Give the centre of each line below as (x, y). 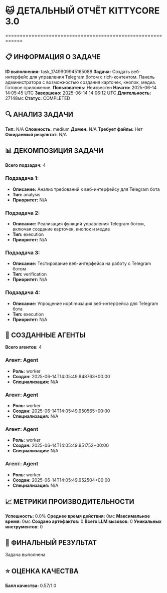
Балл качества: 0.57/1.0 (31, 585)
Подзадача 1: (22, 178)
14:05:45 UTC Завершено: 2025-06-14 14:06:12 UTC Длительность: (78, 93)
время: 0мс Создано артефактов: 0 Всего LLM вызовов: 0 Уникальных (83, 521)
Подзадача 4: (23, 292)
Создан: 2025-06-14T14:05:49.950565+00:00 (61, 411)
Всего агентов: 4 (24, 347)
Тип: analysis (26, 194)
